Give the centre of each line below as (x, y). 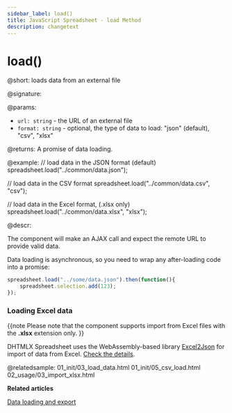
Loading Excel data (40, 311)
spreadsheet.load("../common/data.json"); (68, 170)
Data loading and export (42, 402)
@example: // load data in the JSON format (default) (82, 163)
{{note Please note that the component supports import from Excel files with (116, 326)
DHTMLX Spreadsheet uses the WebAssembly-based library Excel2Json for (116, 347)
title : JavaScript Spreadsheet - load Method (74, 20)
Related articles (30, 389)
